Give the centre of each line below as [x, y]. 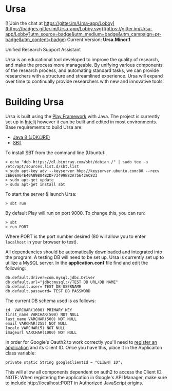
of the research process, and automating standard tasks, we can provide [82, 70]
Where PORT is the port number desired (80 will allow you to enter [76, 236]
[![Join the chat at [24, 23]
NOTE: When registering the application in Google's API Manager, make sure [86, 377]
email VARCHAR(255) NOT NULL [36, 323]
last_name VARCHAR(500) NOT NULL [41, 319]
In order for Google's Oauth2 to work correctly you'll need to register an [81, 342]
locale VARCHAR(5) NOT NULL [35, 328]
